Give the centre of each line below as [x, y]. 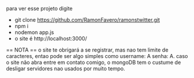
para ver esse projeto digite [39, 9]
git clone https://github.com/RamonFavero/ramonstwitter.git [87, 20]
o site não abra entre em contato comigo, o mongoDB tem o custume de [93, 62]
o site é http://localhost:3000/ [51, 38]
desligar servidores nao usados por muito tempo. [66, 69]
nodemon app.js [34, 32]
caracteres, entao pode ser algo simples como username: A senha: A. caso [97, 56]
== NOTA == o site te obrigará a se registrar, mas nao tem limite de [87, 50]
